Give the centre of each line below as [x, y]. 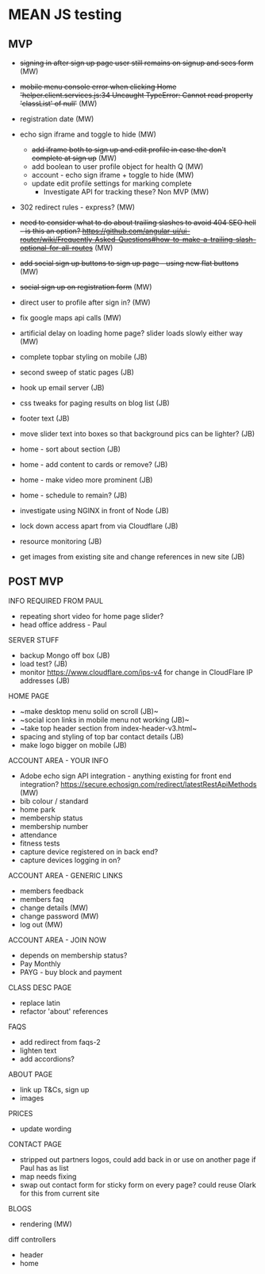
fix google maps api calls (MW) [70, 318]
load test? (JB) [44, 663]
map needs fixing [48, 1176]
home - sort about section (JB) [70, 449]
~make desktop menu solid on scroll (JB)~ [89, 711]
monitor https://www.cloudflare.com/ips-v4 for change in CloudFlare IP [136, 672]
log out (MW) [41, 924]
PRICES [21, 1113]
